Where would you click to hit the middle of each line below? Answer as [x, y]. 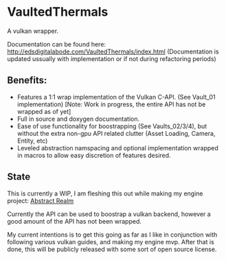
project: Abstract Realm [41, 200]
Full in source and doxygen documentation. [78, 119]
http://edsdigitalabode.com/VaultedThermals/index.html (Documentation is [113, 51]
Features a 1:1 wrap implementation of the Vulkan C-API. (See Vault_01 [116, 97]
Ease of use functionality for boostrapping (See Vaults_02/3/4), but [112, 126]
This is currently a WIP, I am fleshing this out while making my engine [105, 193]
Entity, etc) [32, 141]
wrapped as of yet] [44, 111]
